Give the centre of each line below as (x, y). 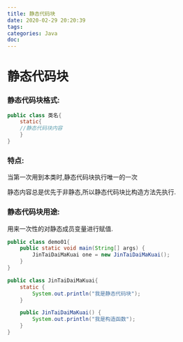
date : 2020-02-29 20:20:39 (46, 20)
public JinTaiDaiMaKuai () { (60, 313)
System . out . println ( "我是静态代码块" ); (87, 294)
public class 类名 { (35, 115)
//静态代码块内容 (41, 128)
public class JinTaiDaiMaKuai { (53, 280)
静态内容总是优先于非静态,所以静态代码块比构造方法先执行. (92, 192)
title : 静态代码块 (31, 14)
